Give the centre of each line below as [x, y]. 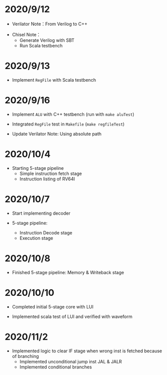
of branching [25, 356]
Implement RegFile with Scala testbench [54, 80]
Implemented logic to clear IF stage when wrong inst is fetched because [87, 351]
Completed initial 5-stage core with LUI [53, 306]
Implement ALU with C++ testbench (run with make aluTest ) [73, 114]
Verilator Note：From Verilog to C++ [50, 24]
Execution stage [36, 238]
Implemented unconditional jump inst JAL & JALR [71, 361]
